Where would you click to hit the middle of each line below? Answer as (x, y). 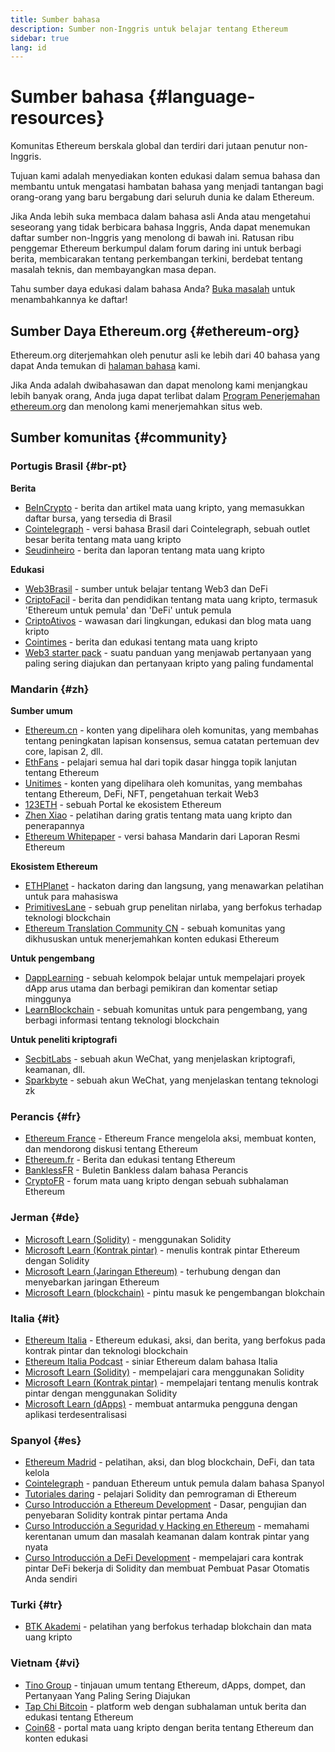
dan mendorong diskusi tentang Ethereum (111, 1149)
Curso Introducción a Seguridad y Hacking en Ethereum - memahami (167, 1526)
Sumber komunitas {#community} (119, 437)
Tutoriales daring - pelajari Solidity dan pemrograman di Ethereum (160, 1494)
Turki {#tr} (36, 1605)
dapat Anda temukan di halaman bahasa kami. (105, 365)
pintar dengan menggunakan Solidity (101, 1393)
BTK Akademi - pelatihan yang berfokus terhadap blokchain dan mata (168, 1627)
